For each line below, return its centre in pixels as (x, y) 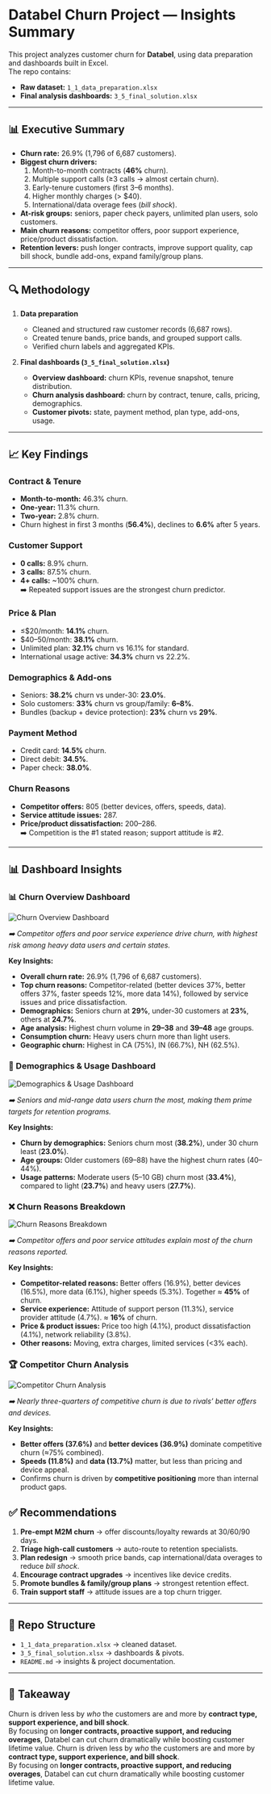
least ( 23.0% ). (44, 1151)
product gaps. (43, 1487)
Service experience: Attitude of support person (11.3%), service (127, 1309)
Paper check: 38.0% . (56, 767)
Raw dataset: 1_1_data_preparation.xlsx (89, 87)
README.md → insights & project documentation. (98, 1661)
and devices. (30, 1413)
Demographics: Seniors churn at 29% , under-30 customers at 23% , (134, 1011)
